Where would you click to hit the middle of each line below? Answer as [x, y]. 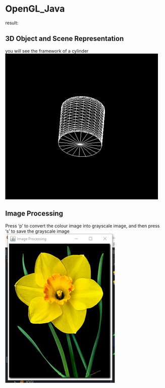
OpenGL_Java [35, 9]
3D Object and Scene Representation [65, 39]
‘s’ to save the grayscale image [37, 231]
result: [12, 23]
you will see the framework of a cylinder [47, 51]
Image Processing [34, 214]
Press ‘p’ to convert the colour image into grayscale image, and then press [82, 226]
